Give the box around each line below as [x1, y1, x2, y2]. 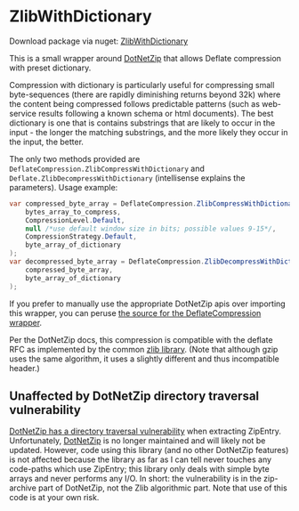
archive [9, 483, 37, 493]
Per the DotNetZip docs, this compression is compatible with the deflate [9, 334, 273, 345]
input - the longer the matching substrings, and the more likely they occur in [9, 126, 288, 137]
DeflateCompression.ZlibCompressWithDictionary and [9, 163, 205, 174]
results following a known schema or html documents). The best [38, 108, 274, 118]
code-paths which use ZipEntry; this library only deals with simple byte [9, 464, 270, 474]
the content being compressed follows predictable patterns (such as [9, 98, 261, 109]
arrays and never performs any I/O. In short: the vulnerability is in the [9, 474, 263, 484]
